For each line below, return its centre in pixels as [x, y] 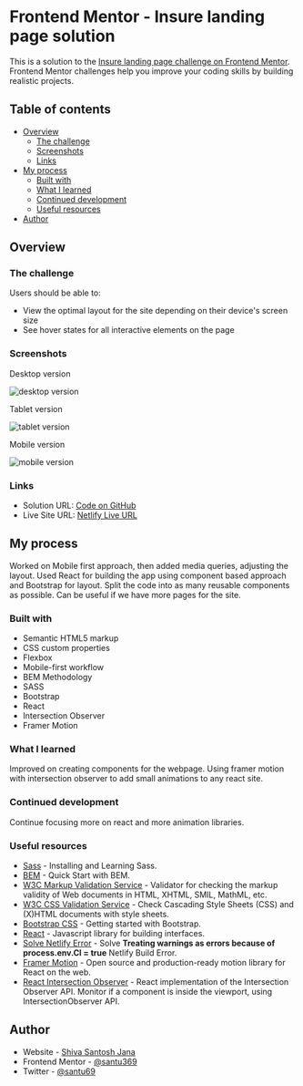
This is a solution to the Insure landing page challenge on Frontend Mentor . [150, 61]
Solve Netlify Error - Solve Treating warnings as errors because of [149, 943]
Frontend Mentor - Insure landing [137, 17]
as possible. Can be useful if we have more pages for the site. [125, 595]
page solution [62, 36]
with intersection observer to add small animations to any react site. [136, 779]
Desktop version [40, 373]
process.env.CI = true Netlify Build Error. [100, 953]
